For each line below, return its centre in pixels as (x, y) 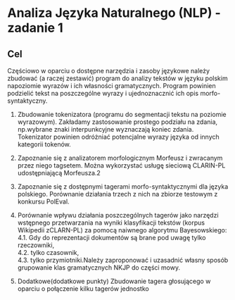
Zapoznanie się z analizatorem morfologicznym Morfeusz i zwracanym (120, 158)
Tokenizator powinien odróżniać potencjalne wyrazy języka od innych (118, 137)
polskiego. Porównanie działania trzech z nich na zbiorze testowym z (118, 194)
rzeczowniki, (36, 245)
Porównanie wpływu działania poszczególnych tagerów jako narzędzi (118, 215)
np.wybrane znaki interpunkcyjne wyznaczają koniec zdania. (106, 129)
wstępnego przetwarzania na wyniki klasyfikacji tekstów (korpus (111, 223)
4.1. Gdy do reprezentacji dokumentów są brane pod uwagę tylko (112, 238)
